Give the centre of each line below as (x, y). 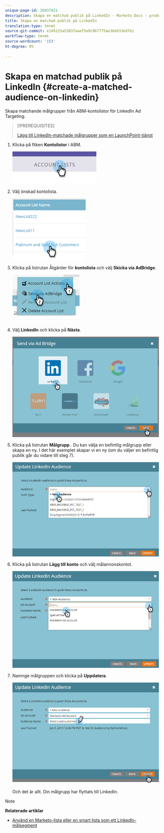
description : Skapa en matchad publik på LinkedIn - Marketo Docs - (76, 15)
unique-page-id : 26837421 (31, 10)
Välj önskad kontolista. (35, 191)
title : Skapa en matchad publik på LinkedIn (51, 21)
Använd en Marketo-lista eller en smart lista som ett (64, 820)
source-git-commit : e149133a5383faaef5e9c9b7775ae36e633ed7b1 (70, 31)
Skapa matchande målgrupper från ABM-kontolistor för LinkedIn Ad (73, 111)
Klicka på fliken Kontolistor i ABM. (47, 144)
